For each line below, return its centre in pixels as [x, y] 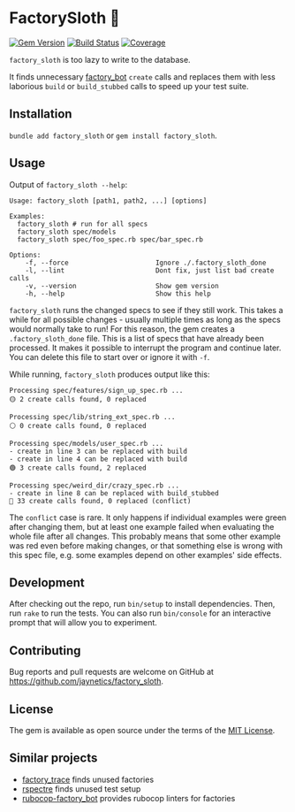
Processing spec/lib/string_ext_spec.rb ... [92, 417]
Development [47, 582]
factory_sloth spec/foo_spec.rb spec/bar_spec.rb [110, 239]
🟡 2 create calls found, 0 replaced [78, 399]
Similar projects [53, 758]
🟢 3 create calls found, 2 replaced [78, 468]
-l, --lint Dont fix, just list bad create [150, 270]
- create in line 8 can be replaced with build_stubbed [114, 493]
